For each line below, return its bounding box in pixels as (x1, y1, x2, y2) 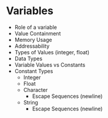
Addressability (14, 42, 50, 50)
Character (23, 86, 48, 93)
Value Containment (14, 29, 61, 37)
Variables (6, 4, 54, 18)
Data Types (14, 55, 43, 62)
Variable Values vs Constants (14, 61, 86, 68)
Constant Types (14, 67, 53, 74)
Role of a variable (14, 24, 58, 31)
